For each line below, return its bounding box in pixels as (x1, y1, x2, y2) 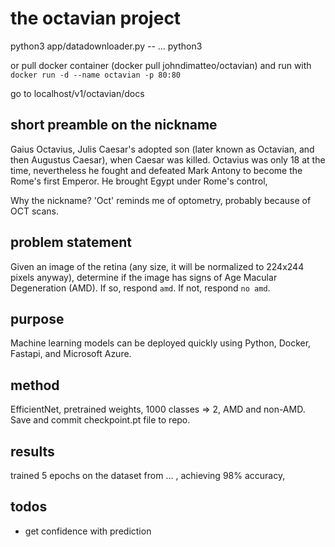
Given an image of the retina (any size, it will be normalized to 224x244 (10, 260, 305, 272)
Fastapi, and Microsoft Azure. (10, 348, 132, 360)
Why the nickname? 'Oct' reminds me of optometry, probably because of (10, 194, 312, 206)
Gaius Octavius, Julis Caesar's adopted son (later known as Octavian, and (10, 143, 315, 155)
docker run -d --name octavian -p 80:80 (10, 70, 182, 80)
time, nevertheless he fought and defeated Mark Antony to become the (10, 164, 303, 176)
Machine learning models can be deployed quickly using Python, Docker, (10, 337, 312, 349)
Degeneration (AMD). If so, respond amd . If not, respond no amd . (10, 282, 271, 294)
